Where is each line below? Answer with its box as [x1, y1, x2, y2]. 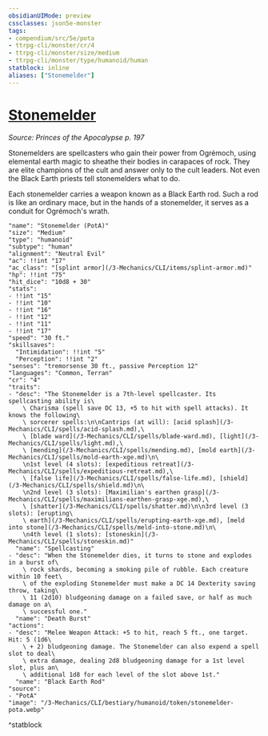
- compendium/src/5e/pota [8, 34, 94, 42]
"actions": [8, 621, 45, 629]
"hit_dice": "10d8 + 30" [8, 277, 91, 285]
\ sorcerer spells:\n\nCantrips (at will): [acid [22, 418, 192, 426]
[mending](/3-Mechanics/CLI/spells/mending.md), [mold [29, 446, 217, 454]
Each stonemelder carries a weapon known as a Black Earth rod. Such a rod [8, 189, 258, 199]
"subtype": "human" [8, 242, 74, 251]
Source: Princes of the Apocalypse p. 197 [8, 132, 145, 142]
